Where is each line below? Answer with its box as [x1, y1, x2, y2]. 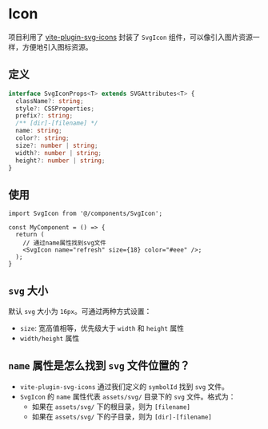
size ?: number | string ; [15, 141, 98, 149]
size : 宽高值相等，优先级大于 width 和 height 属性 [19, 324, 184, 332]
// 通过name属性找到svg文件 [22, 239, 106, 248]
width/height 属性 [19, 333, 80, 343]
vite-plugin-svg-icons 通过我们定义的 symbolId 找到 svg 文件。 [19, 381, 230, 391]
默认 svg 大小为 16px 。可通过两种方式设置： [8, 307, 152, 316]
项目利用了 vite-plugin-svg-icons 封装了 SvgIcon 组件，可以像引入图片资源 [8, 32, 254, 42]
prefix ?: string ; [15, 112, 74, 120]
